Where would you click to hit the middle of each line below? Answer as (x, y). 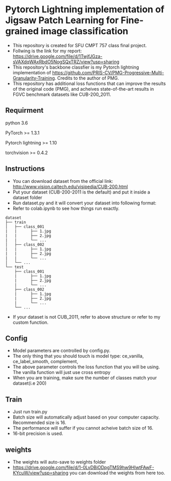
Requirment (25, 110)
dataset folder (27, 197)
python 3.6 (17, 123)
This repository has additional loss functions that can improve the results (89, 83)
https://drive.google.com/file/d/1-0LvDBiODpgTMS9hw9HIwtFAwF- (83, 467)
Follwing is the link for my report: (47, 51)
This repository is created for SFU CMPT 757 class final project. (80, 45)
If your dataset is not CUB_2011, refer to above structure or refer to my (87, 317)
